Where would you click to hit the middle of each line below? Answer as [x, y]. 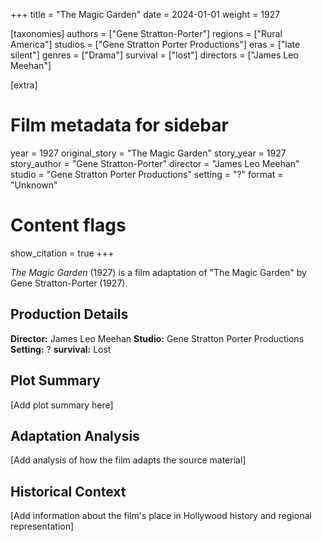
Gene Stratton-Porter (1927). [69, 283]
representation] [42, 526]
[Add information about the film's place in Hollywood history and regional [161, 516]
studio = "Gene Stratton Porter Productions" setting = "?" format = [147, 174]
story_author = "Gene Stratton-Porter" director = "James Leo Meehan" [155, 163]
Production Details [69, 314]
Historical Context [68, 491]
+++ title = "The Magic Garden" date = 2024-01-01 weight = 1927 [145, 14]
